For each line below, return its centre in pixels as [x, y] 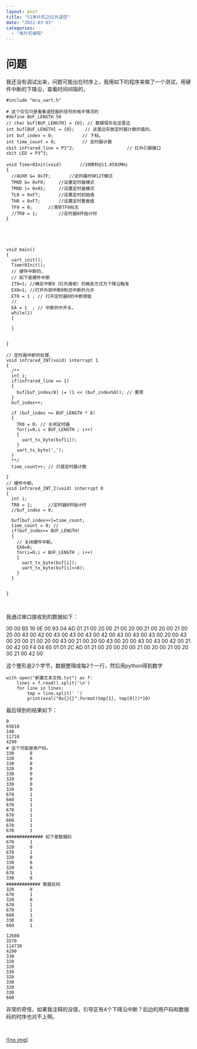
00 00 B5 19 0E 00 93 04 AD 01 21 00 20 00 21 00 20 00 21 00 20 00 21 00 [97, 629]
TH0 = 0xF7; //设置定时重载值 [53, 201]
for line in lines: [40, 688]
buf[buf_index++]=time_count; [48, 521]
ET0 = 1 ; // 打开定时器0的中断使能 [52, 297]
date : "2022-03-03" [30, 22]
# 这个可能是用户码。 [28, 748]
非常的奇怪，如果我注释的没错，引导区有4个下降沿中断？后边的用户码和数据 [98, 1010]
